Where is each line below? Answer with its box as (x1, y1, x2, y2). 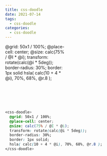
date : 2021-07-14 (5, 12, 41, 17)
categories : (5, 26, 30, 31)
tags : (5, 16, 16, 21)
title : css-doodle (5, 7, 43, 12)
